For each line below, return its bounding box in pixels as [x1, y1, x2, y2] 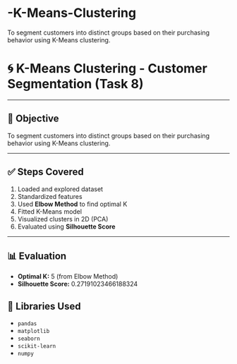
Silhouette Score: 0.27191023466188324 [17, 280, 138, 289]
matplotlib [17, 328, 50, 335]
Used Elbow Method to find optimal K [17, 200, 128, 208]
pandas [17, 320, 37, 327]
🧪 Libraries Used [7, 300, 81, 312]
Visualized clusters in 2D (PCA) [17, 214, 109, 223]
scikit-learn [17, 343, 56, 350]
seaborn [17, 335, 40, 343]
